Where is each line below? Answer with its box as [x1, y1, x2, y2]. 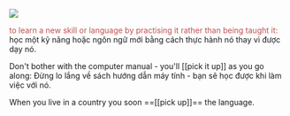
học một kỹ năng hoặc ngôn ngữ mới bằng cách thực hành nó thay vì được [9, 35, 281, 44]
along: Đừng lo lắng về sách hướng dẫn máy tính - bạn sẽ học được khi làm [9, 71, 282, 81]
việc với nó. [9, 80, 51, 90]
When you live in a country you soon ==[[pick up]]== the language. [9, 97, 255, 107]
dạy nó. [9, 44, 37, 54]
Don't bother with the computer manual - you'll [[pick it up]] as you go [9, 61, 264, 71]
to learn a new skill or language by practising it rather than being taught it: [9, 25, 279, 35]
